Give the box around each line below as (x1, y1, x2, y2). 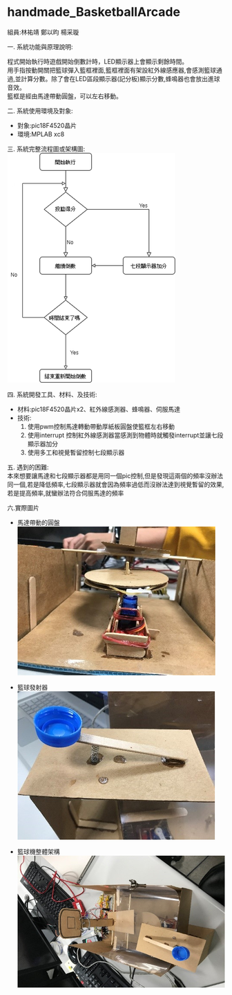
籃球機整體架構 (17, 847, 60, 855)
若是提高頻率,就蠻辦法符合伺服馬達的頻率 (7, 489, 124, 497)
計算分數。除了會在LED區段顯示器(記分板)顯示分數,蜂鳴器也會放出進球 (21, 74, 220, 83)
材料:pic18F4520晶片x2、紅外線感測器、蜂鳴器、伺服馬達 (17, 405, 181, 413)
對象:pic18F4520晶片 (17, 121, 77, 129)
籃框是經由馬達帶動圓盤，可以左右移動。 (7, 91, 122, 100)
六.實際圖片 (7, 503, 40, 512)
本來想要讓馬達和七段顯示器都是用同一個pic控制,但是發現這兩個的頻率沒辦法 (7, 471, 223, 480)
